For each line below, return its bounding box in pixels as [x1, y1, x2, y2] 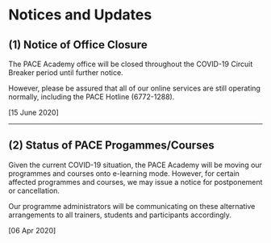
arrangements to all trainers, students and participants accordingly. [8, 210, 232, 220]
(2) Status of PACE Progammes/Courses [8, 139, 215, 153]
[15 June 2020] [8, 107, 59, 117]
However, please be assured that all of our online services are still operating [8, 83, 261, 93]
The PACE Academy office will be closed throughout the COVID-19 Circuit [8, 59, 253, 69]
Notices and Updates [8, 6, 152, 24]
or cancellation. [8, 186, 60, 195]
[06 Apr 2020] [8, 225, 56, 235]
